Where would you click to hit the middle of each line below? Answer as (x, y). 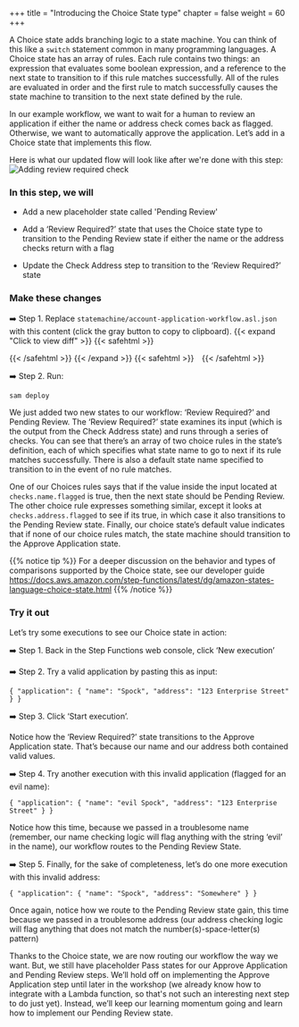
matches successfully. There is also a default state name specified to (137, 460)
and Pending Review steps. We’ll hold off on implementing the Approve (140, 974)
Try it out (29, 613)
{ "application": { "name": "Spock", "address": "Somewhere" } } (133, 893)
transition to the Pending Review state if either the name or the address (153, 239)
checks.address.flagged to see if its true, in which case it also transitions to (147, 515)
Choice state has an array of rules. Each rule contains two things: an (135, 59)
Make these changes (55, 299)
